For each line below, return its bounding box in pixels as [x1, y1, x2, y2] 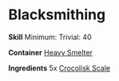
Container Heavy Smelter [8, 47, 93, 57]
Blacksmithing [8, 6, 106, 24]
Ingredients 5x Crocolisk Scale [8, 63, 110, 73]
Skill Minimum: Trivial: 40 [8, 32, 92, 42]
